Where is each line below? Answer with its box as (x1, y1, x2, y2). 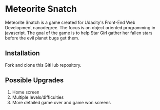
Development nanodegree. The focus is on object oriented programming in (5, 24, 156, 30)
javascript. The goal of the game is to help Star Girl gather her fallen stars (5, 30, 153, 36)
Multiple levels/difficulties (12, 94, 64, 100)
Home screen (12, 89, 40, 95)
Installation (5, 49, 40, 57)
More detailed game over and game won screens (12, 99, 111, 105)
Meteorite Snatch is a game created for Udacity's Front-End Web (5, 19, 136, 25)
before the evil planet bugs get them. (5, 35, 80, 41)
